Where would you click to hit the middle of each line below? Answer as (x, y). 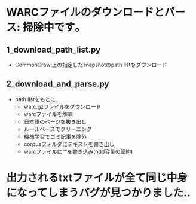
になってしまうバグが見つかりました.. (99, 193)
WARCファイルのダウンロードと (85, 12)
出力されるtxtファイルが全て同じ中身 (97, 178)
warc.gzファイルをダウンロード (62, 106)
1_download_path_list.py (53, 49)
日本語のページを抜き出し (55, 121)
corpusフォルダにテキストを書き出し (69, 144)
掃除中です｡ (51, 27)
